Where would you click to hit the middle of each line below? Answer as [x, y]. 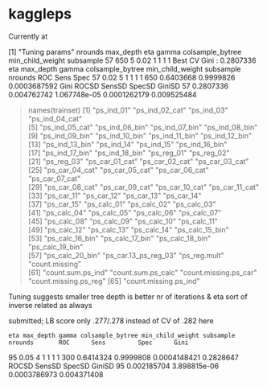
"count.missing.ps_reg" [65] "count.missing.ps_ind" [114, 281]
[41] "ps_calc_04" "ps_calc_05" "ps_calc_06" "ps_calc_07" [125, 212]
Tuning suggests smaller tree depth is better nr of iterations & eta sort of [128, 296]
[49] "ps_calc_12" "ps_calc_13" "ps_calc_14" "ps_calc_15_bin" [128, 229]
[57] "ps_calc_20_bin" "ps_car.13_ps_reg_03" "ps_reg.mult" [126, 255]
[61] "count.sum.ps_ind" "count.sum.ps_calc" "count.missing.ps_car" [142, 272]
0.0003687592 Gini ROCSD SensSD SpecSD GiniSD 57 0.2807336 [119, 86]
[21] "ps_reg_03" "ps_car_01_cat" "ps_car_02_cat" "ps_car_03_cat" [138, 161]
